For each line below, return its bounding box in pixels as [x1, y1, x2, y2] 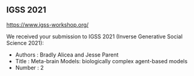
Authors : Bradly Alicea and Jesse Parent [15, 51, 119, 58]
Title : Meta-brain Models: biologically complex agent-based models [15, 57, 188, 64]
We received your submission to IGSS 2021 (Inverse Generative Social [6, 33, 183, 40]
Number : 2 [15, 64, 44, 71]
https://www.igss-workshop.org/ [6, 21, 89, 28]
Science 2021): [6, 39, 44, 46]
